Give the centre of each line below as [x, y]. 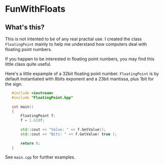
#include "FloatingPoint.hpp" [42, 97]
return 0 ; [30, 143]
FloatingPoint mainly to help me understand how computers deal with [76, 44]
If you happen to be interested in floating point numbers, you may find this [80, 59]
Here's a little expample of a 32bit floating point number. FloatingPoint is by [82, 74]
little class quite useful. [28, 64]
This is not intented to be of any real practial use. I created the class [73, 39]
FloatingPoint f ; [38, 116]
